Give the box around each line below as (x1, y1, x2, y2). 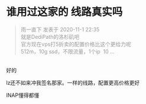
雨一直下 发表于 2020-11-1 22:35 (20, 26, 100, 33)
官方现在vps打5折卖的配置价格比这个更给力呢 (20, 41, 131, 48)
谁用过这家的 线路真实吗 (6, 5, 123, 19)
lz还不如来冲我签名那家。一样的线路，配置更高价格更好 (6, 79, 140, 86)
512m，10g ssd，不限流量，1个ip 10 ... (20, 48, 115, 55)
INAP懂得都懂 (6, 92, 40, 99)
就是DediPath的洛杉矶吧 (20, 33, 80, 40)
